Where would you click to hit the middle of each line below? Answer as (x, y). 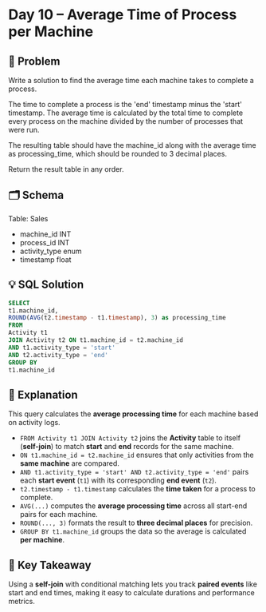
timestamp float (45, 259)
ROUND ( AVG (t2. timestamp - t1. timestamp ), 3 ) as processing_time (117, 318)
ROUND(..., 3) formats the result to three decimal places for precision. (136, 523)
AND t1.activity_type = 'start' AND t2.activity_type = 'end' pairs (134, 472)
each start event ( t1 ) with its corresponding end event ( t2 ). (118, 480)
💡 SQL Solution (46, 285)
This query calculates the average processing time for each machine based (133, 414)
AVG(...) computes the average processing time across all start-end (133, 506)
